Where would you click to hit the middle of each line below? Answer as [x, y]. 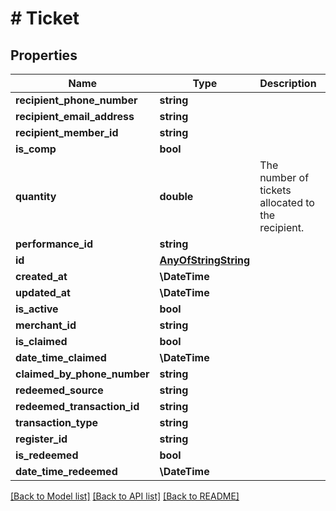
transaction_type [57, 422]
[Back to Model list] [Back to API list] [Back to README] [125, 496]
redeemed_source [59, 390]
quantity [36, 196]
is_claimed [41, 341]
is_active [37, 309]
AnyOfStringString [205, 260]
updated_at [43, 292]
